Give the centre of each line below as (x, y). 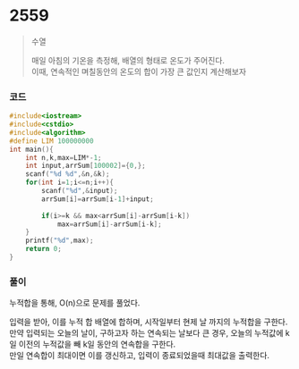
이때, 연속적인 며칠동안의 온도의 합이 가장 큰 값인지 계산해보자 (139, 71)
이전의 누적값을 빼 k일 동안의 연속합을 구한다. (97, 344)
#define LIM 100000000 (51, 141)
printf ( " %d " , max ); (60, 241)
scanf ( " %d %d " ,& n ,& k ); (68, 174)
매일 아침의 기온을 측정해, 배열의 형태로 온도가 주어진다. (128, 60)
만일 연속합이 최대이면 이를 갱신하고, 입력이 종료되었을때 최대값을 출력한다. (140, 356)
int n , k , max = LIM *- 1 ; (64, 157)
